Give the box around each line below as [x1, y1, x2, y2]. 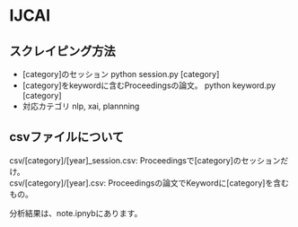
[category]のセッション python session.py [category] [22, 69, 220, 79]
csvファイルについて [9, 129, 125, 144]
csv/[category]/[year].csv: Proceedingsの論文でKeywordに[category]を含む [9, 177, 289, 188]
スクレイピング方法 [9, 43, 116, 58]
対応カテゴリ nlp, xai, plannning [22, 100, 140, 111]
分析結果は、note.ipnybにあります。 [9, 207, 143, 218]
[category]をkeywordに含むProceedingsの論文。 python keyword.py [22, 80, 276, 91]
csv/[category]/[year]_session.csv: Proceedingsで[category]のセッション [9, 154, 281, 166]
